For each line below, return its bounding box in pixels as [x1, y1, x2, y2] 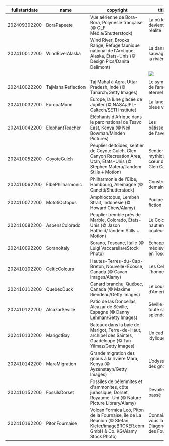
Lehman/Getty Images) [90, 314, 138, 321]
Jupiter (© [90, 101, 112, 107]
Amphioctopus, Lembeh [90, 194, 140, 200]
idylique [148, 335, 165, 341]
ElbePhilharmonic [46, 181, 82, 187]
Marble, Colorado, [90, 217, 127, 223]
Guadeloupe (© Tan [90, 338, 131, 344]
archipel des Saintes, [90, 332, 133, 338]
